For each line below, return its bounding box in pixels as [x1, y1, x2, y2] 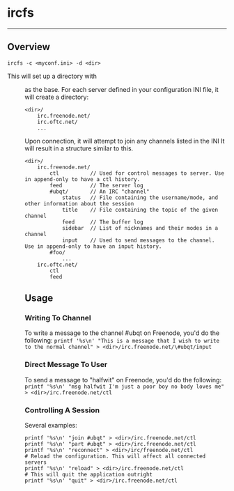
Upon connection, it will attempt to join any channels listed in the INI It [24, 137, 225, 145]
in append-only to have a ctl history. [24, 176, 141, 182]
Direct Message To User [24, 360, 108, 370]
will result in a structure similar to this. [24, 144, 134, 153]
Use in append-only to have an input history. [24, 242, 162, 250]
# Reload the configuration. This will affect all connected [24, 453, 206, 460]
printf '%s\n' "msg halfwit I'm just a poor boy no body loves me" [24, 383, 225, 390]
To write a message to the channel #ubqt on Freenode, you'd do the [24, 329, 220, 337]
